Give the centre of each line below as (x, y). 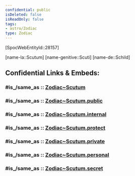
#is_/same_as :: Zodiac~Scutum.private (55, 141)
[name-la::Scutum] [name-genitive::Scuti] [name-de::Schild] (68, 57)
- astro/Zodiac (21, 29)
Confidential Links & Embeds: (52, 73)
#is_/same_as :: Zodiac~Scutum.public (54, 101)
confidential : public (28, 10)
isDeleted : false (23, 15)
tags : (11, 24)
